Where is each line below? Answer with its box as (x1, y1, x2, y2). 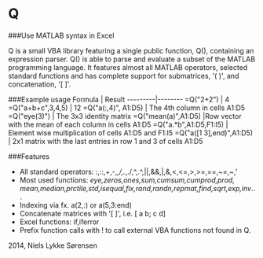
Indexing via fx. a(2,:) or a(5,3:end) (19, 200, 132, 209)
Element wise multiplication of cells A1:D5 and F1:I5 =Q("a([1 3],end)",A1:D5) (8, 127, 254, 138)
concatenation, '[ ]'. (8, 79, 71, 89)
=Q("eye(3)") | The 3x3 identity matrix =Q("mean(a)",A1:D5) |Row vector (8, 111, 242, 120)
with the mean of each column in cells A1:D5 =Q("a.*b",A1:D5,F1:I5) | (8, 120, 228, 129)
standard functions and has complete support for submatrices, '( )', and (8, 71, 239, 80)
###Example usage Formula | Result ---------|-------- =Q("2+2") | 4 (8, 94, 230, 104)
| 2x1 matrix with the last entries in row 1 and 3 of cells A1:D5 (8, 136, 203, 146)
